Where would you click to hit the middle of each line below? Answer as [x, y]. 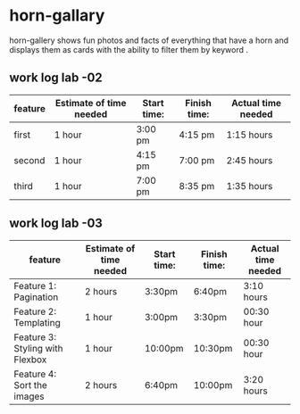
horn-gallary [57, 16]
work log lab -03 [56, 224]
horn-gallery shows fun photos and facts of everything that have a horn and [149, 40]
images [29, 396]
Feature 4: [35, 374]
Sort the [30, 385]
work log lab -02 [56, 78]
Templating [37, 322]
